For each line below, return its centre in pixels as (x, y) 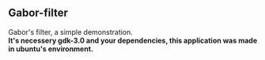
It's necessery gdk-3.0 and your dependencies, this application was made (133, 40)
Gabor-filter (38, 13)
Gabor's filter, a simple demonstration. (70, 32)
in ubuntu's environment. (51, 49)
